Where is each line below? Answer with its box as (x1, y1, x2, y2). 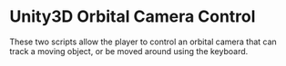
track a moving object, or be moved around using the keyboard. (9, 45, 249, 56)
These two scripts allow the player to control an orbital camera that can (9, 36, 278, 47)
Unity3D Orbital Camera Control (9, 6, 256, 27)
